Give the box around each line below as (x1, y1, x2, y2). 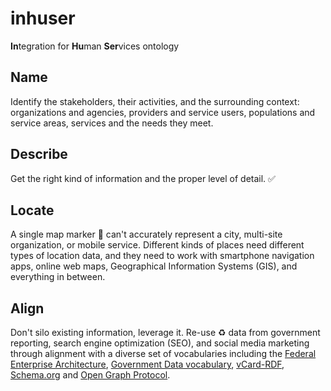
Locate (10, 202, 55, 219)
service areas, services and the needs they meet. (10, 117, 214, 129)
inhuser (10, 7, 76, 30)
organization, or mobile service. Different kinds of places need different (10, 239, 305, 251)
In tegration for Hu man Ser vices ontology (10, 40, 180, 52)
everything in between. (10, 271, 106, 283)
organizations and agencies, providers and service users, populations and (10, 106, 316, 118)
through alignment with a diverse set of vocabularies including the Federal (10, 348, 317, 360)
